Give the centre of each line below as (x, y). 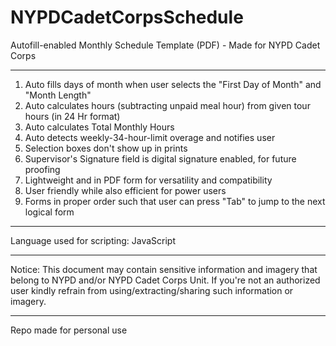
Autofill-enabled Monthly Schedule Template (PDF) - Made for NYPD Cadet (165, 45)
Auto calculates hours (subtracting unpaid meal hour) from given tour (167, 105)
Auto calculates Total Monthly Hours (99, 127)
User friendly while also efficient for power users (125, 190)
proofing (42, 169)
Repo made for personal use (69, 330)
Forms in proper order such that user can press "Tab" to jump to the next (175, 201)
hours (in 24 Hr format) (72, 116)
